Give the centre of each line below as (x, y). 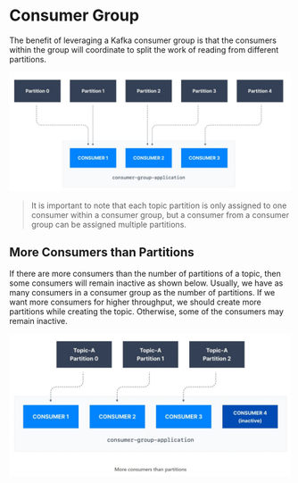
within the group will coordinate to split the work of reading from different (144, 49)
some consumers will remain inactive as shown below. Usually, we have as (146, 283)
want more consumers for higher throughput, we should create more (135, 302)
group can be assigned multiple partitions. (109, 224)
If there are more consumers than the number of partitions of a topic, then (145, 274)
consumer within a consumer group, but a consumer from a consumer (160, 214)
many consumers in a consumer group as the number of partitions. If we (142, 293)
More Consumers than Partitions (102, 252)
